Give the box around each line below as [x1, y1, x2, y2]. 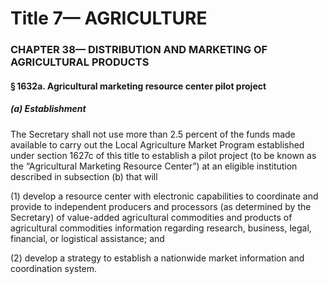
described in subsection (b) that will [10, 170, 158, 182]
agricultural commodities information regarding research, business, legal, [10, 222, 312, 234]
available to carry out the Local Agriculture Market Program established [10, 138, 305, 151]
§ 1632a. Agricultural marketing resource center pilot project [10, 80, 267, 92]
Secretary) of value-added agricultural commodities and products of [10, 211, 293, 223]
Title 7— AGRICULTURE [10, 7, 208, 30]
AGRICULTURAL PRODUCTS [10, 55, 150, 69]
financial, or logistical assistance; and [10, 232, 165, 244]
